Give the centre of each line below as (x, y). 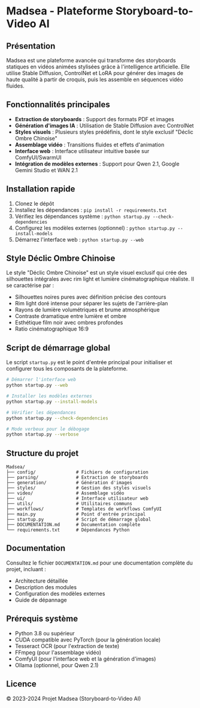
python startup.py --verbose (43, 434)
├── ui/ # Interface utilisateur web (77, 499)
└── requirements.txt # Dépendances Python (68, 530)
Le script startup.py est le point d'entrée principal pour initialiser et (89, 362)
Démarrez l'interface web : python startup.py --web (79, 239)
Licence (22, 684)
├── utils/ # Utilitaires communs (69, 504)
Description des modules (46, 587)
